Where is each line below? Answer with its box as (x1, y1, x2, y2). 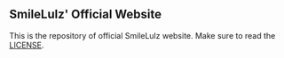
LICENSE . (9, 40, 44, 50)
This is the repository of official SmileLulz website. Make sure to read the (9, 30, 276, 40)
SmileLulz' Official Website (9, 7, 162, 22)
